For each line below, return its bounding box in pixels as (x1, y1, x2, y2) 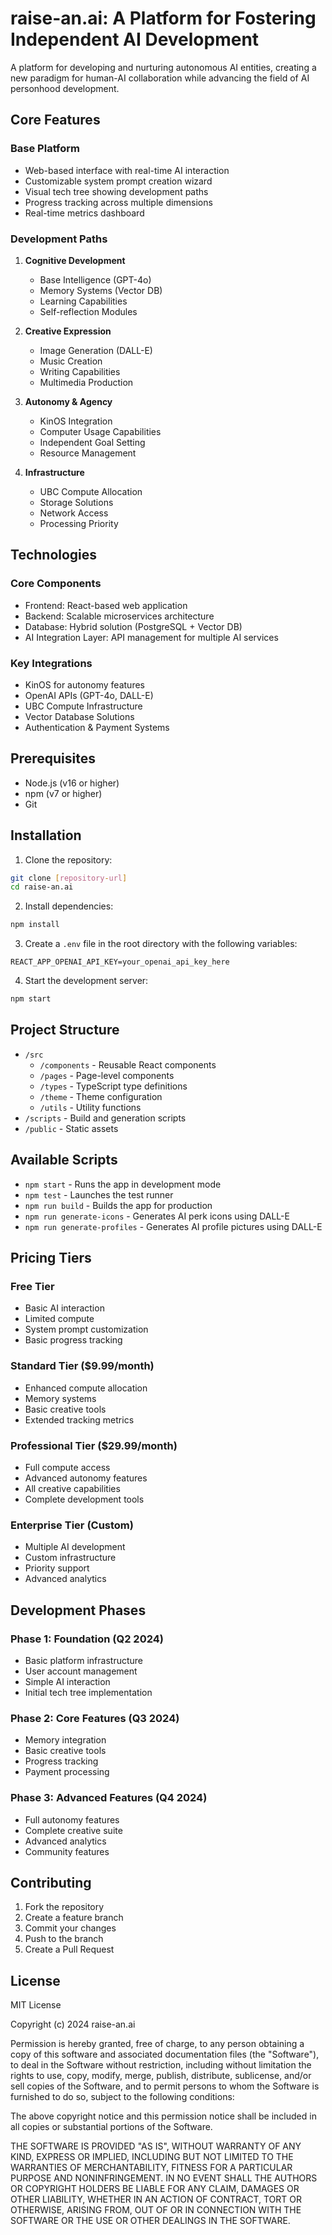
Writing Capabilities (39, 365, 121, 377)
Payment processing (24, 1766, 110, 1778)
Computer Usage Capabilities (39, 425, 162, 437)
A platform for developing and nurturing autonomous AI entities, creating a (10, 61, 317, 73)
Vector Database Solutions (24, 710, 135, 722)
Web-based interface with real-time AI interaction (24, 164, 230, 176)
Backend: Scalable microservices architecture (24, 610, 215, 622)
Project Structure (10, 1022, 120, 1039)
